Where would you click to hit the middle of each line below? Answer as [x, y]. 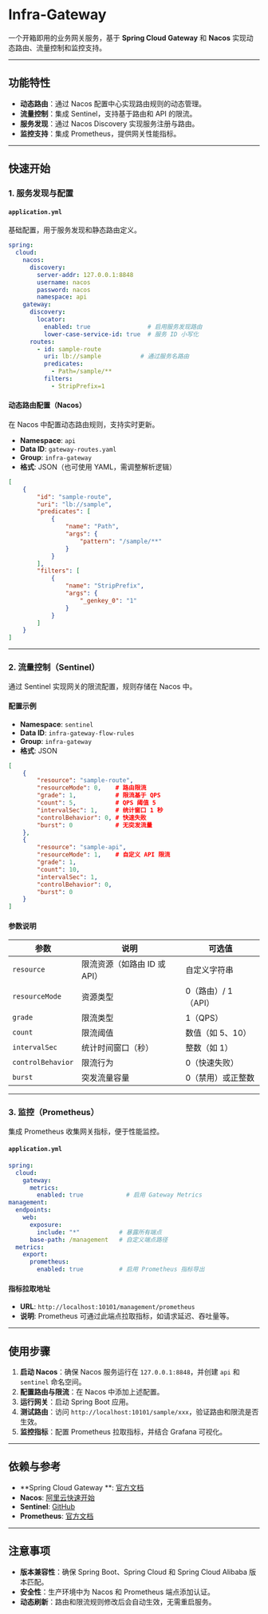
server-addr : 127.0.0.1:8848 [85, 275]
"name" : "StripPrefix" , [105, 586]
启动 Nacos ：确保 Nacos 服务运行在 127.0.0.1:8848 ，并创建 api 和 [130, 1372]
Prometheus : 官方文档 [57, 1516]
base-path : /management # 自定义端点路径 [99, 1240]
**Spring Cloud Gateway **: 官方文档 [82, 1487]
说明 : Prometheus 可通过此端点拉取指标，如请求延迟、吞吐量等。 [126, 1316]
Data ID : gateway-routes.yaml [68, 449]
